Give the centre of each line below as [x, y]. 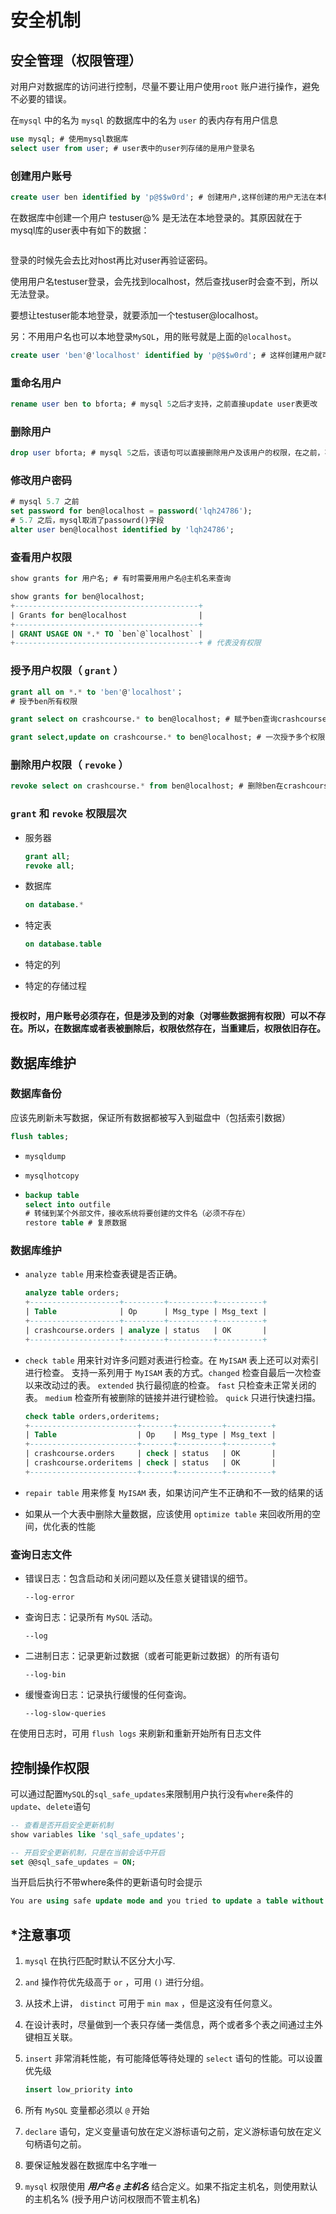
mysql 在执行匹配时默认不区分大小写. [100, 1961]
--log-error [49, 1597]
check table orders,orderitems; [92, 1416]
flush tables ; [40, 1136]
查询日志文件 [41, 1554]
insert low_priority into [78, 2090]
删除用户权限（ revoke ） [69, 765]
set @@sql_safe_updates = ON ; [73, 1862]
